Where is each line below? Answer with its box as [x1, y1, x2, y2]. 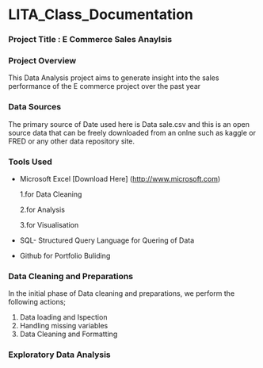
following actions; [8, 297, 66, 307]
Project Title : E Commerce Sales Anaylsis [8, 34, 173, 45]
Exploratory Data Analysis [8, 349, 111, 360]
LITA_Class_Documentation [8, 6, 194, 24]
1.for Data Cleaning [19, 190, 82, 199]
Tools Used [8, 156, 53, 167]
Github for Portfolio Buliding [19, 251, 111, 260]
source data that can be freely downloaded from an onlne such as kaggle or [8, 128, 256, 137]
